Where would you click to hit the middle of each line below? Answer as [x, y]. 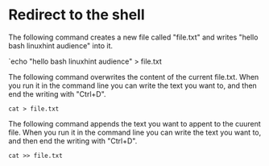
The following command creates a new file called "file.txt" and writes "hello [133, 37]
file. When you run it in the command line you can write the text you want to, [135, 132]
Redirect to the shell [77, 15]
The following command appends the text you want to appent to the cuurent [135, 123]
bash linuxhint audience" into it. [60, 45]
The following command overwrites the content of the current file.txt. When [134, 77]
